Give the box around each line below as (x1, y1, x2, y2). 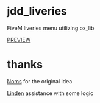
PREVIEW (7, 36, 31, 43)
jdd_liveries (7, 4, 68, 18)
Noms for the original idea (7, 77, 73, 85)
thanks (7, 58, 43, 71)
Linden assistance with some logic (7, 90, 94, 97)
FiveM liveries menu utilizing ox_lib (7, 24, 95, 32)
